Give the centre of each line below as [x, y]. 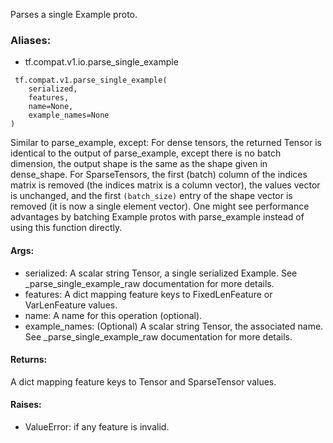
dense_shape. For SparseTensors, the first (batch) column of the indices [159, 175]
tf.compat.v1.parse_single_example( [91, 80]
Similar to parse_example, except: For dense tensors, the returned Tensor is [166, 143]
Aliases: [31, 40]
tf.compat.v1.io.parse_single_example [101, 62]
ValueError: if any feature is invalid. [97, 426]
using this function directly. [66, 228]
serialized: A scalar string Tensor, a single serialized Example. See [161, 273]
